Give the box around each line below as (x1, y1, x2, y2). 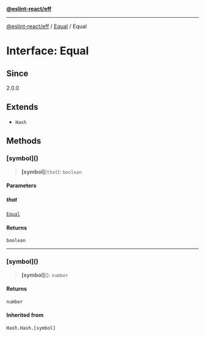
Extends (6, 102, 38, 112)
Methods (6, 136, 41, 146)
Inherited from (6, 311, 44, 319)
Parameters (6, 182, 37, 190)
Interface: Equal (6, 44, 89, 58)
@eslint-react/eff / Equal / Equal (6, 23, 87, 30)
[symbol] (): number (21, 271, 68, 278)
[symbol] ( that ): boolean (21, 168, 82, 176)
